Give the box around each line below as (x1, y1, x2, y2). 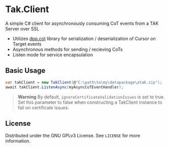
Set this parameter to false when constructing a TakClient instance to (17, 99, 162, 105)
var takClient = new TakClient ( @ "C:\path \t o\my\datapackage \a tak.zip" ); (5, 80, 162, 85)
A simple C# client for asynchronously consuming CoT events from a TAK (5, 20, 159, 26)
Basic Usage (5, 66, 46, 75)
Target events (12, 41, 42, 47)
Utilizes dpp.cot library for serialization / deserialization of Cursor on (12, 35, 156, 42)
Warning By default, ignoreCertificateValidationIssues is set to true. (17, 94, 165, 100)
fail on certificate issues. (17, 104, 70, 110)
